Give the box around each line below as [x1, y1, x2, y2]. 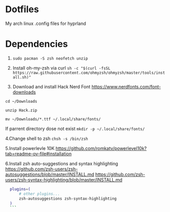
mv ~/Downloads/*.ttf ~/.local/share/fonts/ [5, 116, 101, 122]
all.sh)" [12, 75, 31, 80]
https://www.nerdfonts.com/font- [91, 83, 161, 89]
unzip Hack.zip [5, 108, 38, 113]
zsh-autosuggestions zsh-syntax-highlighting [18, 196, 117, 201]
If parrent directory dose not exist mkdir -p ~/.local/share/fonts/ [5, 126, 145, 132]
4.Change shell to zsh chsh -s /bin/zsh [5, 135, 88, 141]
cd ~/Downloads [5, 99, 38, 104]
